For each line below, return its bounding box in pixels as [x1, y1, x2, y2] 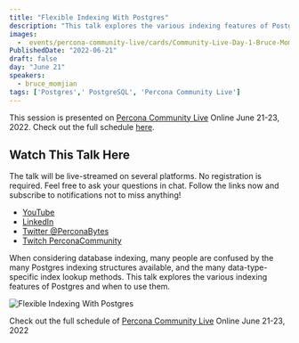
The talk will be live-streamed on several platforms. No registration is [9, 171, 263, 182]
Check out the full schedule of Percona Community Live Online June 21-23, [9, 315, 286, 326]
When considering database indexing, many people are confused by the [9, 253, 274, 264]
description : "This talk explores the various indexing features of [9, 21, 269, 30]
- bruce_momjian [17, 79, 77, 88]
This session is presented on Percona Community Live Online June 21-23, [9, 112, 280, 123]
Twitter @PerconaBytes [21, 226, 109, 237]
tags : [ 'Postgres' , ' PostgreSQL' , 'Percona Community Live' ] [9, 87, 241, 96]
